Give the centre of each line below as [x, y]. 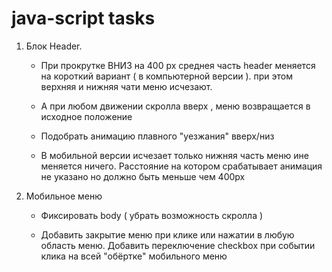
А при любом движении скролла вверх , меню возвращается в [175, 106]
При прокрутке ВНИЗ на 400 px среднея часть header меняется [178, 65]
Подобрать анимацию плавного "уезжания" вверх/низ [157, 136]
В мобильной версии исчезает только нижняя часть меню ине [174, 155]
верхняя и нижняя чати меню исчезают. [126, 86]
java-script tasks [83, 18]
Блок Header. [54, 46]
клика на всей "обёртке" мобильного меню [134, 256]
